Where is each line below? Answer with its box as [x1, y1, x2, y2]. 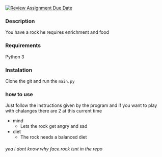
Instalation [5, 66, 33, 74]
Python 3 [5, 54, 24, 60]
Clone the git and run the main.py [5, 78, 75, 84]
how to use [5, 91, 33, 98]
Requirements [5, 42, 41, 49]
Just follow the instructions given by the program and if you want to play [5, 102, 157, 108]
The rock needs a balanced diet [20, 134, 87, 140]
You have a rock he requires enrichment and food [5, 29, 110, 35]
